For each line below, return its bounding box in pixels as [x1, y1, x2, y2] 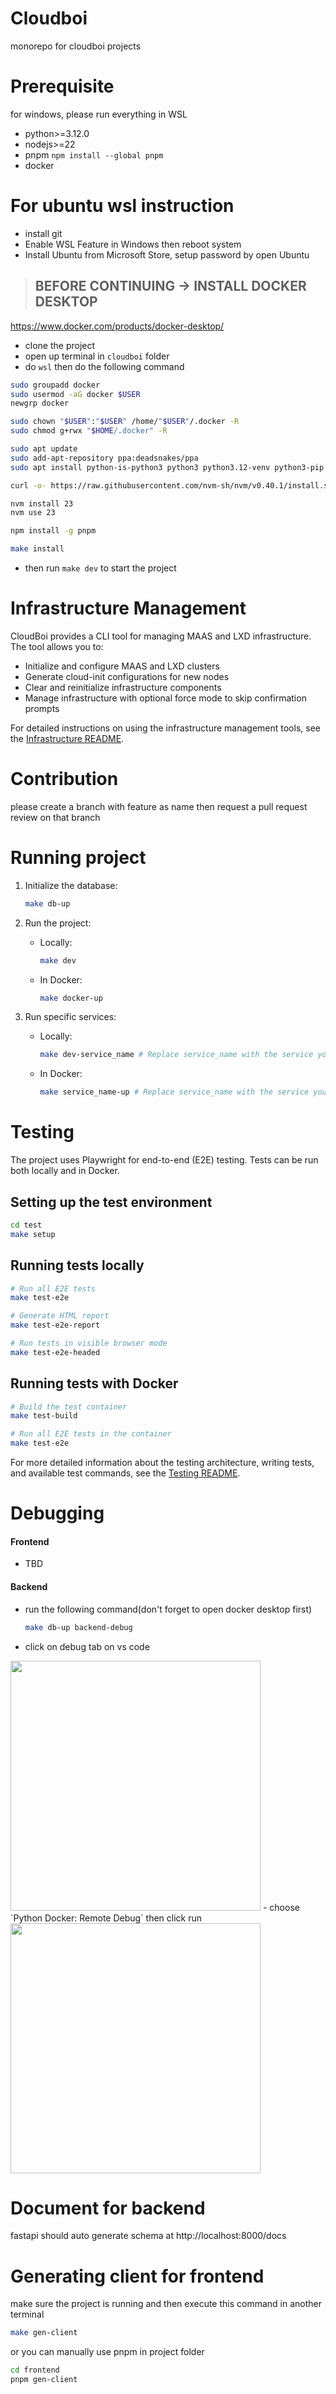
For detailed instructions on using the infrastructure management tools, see [10, 722, 321, 734]
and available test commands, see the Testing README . [10, 1467, 241, 1479]
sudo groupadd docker [10, 380, 101, 390]
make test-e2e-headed [10, 1347, 101, 1357]
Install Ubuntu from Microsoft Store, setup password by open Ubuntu [24, 248, 310, 261]
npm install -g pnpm [10, 526, 97, 536]
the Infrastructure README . [10, 732, 125, 744]
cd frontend [10, 2365, 60, 2376]
